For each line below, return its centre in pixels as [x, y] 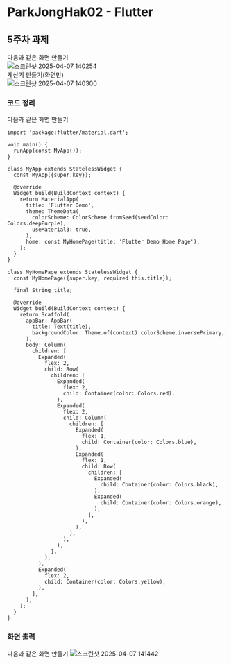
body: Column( [46, 345]
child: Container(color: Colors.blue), [139, 442]
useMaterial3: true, [62, 230]
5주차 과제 [28, 39]
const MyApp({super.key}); [52, 175]
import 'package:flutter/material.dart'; [68, 133]
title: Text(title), [62, 327]
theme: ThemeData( [52, 212]
